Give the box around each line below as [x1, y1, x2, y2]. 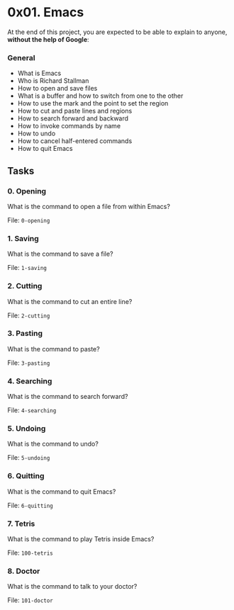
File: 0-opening [7, 215, 50, 224]
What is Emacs [17, 69, 62, 78]
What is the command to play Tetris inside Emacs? [7, 535, 155, 543]
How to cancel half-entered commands [17, 137, 133, 145]
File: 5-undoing [7, 453, 50, 462]
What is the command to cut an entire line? [7, 297, 133, 305]
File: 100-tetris [7, 548, 53, 557]
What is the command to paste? [7, 344, 101, 353]
